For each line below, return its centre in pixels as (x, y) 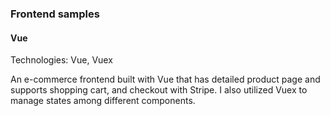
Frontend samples (55, 14)
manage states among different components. (103, 101)
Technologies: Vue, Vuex (61, 60)
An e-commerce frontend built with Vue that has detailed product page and (165, 79)
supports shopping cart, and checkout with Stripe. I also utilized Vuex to (159, 90)
